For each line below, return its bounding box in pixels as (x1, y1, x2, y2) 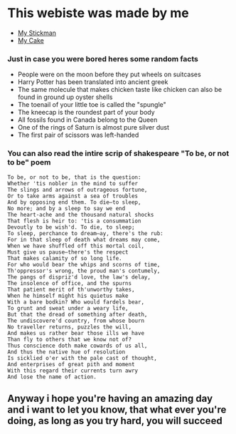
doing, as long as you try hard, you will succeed (7, 415, 222, 427)
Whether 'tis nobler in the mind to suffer (7, 180, 139, 187)
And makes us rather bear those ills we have (7, 329, 144, 336)
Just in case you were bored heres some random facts (7, 53, 199, 63)
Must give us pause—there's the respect (7, 248, 129, 256)
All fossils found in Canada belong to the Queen (17, 115, 158, 124)
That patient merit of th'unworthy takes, (7, 286, 135, 293)
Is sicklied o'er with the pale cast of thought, (7, 354, 158, 361)
